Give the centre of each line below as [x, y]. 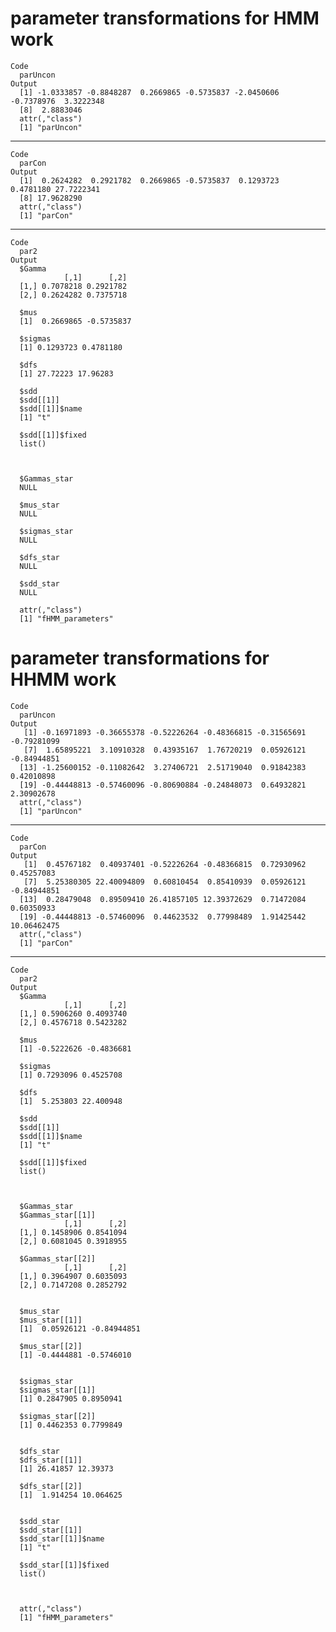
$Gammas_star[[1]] [58, 1215]
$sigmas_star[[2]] [58, 1416]
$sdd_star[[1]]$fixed [64, 1565]
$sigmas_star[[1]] [58, 1390]
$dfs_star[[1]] [51, 1460]
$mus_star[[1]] [51, 1320]
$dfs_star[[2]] [51, 1486]
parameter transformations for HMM [165, 18]
